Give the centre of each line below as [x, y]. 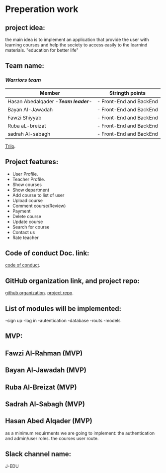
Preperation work [42, 9]
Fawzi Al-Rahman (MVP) [44, 353]
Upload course [28, 200]
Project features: [32, 162]
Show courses [27, 184]
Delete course [27, 216]
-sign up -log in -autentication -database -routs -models [63, 320]
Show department [31, 190]
